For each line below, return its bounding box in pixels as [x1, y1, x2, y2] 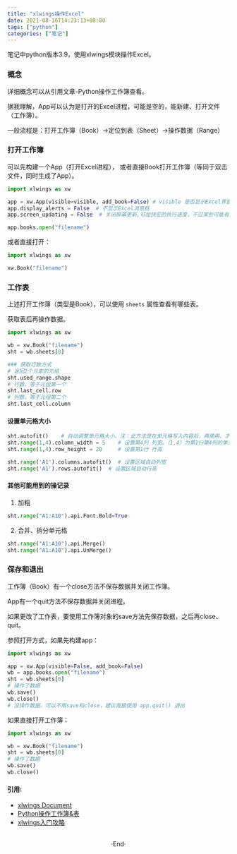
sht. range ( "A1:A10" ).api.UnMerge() [7, 546, 112, 554]
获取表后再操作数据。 [7, 315, 69, 323]
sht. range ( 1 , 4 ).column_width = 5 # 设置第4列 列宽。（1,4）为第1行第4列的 [7, 439, 223, 447]
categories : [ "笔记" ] [7, 30, 69, 37]
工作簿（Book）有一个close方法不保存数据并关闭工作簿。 [7, 582, 174, 590]
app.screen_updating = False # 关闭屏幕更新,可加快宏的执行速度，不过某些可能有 [7, 211, 229, 219]
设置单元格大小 [7, 416, 51, 425]
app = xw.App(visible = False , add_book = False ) [7, 663, 143, 670]
